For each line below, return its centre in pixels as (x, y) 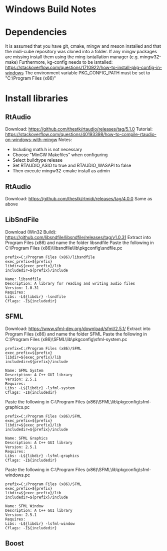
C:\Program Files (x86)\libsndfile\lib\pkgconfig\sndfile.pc (64, 248)
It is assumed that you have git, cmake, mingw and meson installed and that (83, 46)
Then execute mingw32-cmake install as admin (61, 171)
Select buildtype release (37, 160)
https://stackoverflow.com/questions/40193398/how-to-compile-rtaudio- (81, 135)
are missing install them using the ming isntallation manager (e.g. (72, 57)
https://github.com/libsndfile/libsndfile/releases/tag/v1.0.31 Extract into (78, 237)
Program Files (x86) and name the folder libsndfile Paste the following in (79, 243)
